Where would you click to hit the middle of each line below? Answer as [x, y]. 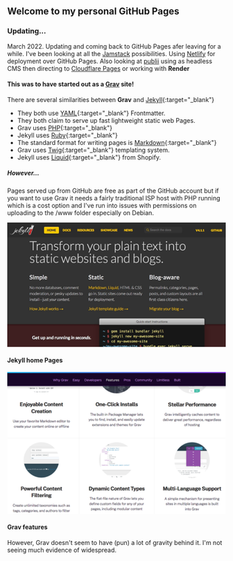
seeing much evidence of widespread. [62, 550]
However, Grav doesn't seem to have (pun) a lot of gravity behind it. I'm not [115, 543]
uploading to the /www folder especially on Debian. [81, 213]
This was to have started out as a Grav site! [70, 84]
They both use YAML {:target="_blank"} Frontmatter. [91, 113]
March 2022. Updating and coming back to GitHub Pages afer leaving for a [114, 46]
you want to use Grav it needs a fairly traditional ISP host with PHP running [114, 198]
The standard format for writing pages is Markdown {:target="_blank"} [117, 142]
